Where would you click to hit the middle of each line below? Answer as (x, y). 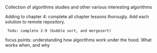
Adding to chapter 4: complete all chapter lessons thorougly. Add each (77, 16)
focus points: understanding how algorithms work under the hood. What (78, 40)
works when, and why (28, 45)
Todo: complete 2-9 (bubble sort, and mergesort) (59, 31)
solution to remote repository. (35, 22)
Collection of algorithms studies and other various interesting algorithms (78, 7)
